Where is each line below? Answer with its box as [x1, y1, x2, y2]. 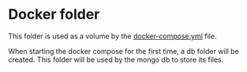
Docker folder [8, 5, 100, 23]
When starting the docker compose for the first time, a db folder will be [8, 46, 239, 56]
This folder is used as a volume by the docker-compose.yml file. [8, 31, 217, 41]
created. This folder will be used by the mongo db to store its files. [8, 55, 224, 64]
